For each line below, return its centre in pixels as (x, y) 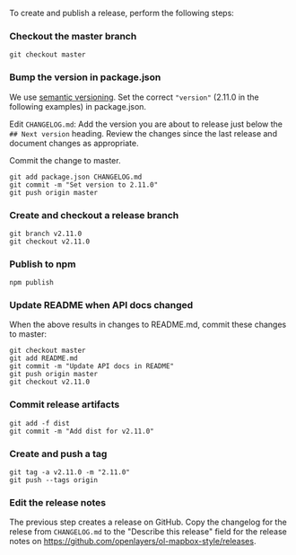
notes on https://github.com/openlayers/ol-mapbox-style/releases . (133, 542)
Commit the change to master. (65, 160)
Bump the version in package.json (85, 77)
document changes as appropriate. (74, 143)
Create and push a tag (58, 454)
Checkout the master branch (73, 36)
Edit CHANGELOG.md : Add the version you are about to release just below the (146, 124)
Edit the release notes (57, 502)
